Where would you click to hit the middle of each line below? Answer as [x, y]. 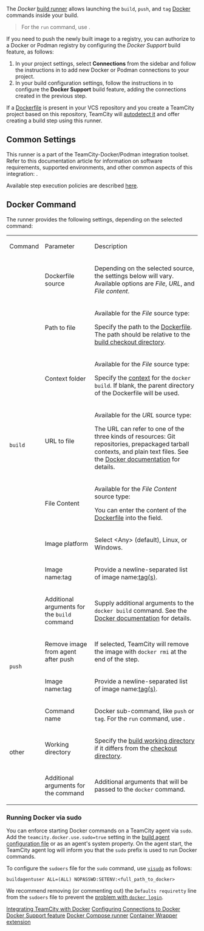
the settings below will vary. [134, 276]
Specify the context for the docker [143, 378]
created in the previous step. [51, 96]
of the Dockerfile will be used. [137, 393]
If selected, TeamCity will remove [142, 644]
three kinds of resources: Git [135, 436]
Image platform [66, 543]
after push [59, 659]
